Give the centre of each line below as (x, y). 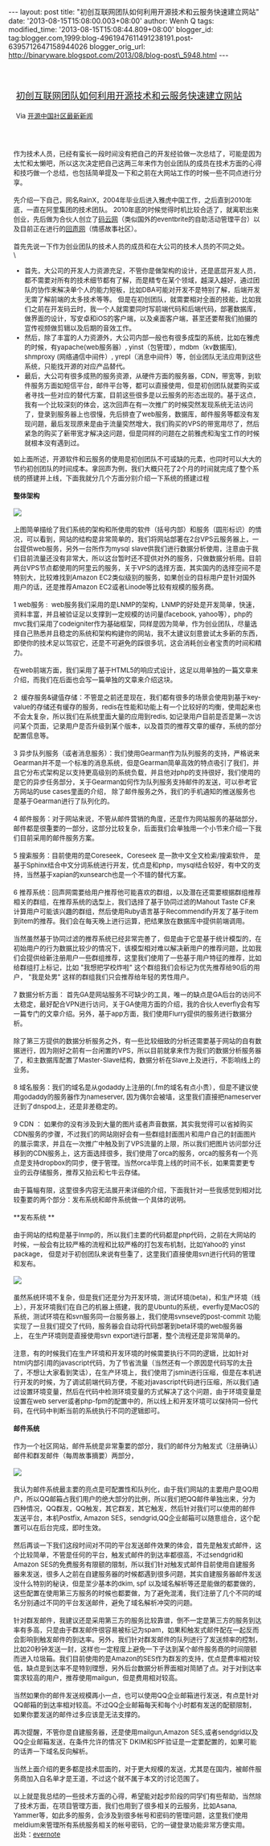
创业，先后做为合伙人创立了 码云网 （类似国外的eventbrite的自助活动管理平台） (133, 219)
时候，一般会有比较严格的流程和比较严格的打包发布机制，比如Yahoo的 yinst (129, 1244)
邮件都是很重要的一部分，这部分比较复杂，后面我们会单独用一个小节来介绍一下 (134, 828)
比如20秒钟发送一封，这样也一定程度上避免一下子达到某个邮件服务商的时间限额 (135, 1649)
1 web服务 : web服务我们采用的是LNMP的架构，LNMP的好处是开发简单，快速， (136, 604)
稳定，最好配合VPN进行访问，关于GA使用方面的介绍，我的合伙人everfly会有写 (140, 1004)
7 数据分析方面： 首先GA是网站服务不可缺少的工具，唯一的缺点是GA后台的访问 (134, 994)
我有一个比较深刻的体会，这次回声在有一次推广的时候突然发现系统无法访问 (139, 404)
